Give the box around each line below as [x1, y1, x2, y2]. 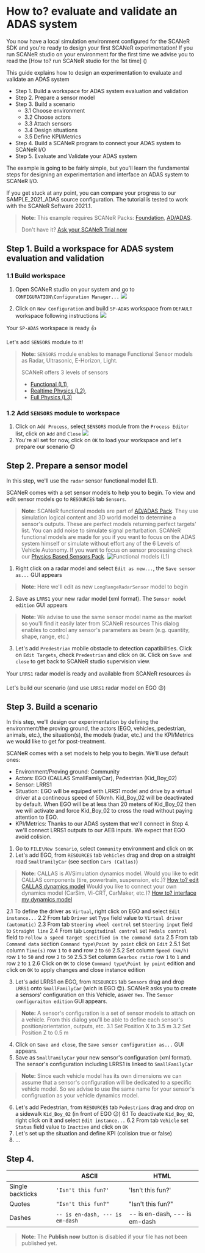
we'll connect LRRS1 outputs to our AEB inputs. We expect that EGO [15, 826, 185, 833]
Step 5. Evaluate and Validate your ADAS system [15, 152, 137, 160]
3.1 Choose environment [24, 107, 85, 114]
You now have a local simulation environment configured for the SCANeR [6, 37, 190, 45]
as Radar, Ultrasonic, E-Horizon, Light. [21, 356, 118, 364]
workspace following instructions [15, 312, 99, 319]
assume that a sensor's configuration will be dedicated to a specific [21, 1078, 192, 1086]
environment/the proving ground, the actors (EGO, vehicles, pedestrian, [6, 724, 186, 732]
